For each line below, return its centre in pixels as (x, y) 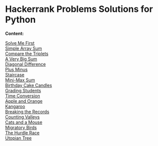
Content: (14, 33)
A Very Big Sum (21, 59)
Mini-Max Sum (20, 80)
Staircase (15, 74)
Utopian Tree (18, 138)
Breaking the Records (27, 111)
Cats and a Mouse (24, 122)
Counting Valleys (22, 117)
